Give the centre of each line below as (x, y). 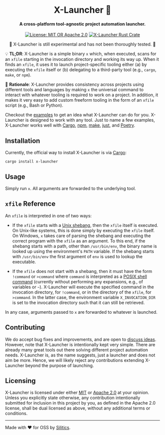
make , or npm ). (18, 75)
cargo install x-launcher (31, 162)
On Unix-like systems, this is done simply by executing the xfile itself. (83, 230)
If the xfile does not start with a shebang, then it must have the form (82, 271)
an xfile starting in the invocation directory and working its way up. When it (82, 59)
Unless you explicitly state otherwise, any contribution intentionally (73, 398)
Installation (23, 141)
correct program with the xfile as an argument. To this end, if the (79, 241)
